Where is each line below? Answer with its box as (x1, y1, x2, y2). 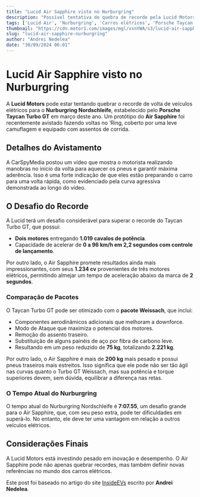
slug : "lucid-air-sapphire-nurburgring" (6, 31, 108, 37)
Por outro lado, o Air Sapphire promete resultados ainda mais (6, 259, 156, 266)
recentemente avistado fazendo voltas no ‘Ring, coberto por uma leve (6, 119, 177, 126)
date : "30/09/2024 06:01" (6, 42, 70, 48)
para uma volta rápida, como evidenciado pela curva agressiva (6, 177, 161, 185)
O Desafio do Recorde (6, 201, 89, 212)
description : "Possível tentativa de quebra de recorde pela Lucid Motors (6, 14, 196, 20)
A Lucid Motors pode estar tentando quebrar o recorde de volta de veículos (6, 100, 193, 107)
